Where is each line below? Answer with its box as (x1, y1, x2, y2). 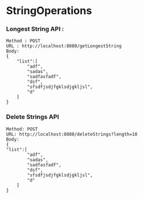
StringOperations (6, 4, 93, 18)
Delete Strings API (6, 113, 60, 121)
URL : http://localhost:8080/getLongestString (6, 43, 122, 49)
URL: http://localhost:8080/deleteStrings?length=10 (6, 131, 138, 137)
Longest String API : (6, 25, 64, 33)
